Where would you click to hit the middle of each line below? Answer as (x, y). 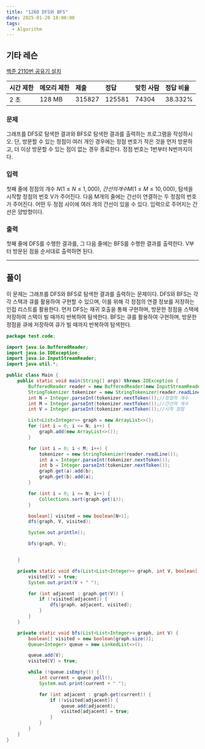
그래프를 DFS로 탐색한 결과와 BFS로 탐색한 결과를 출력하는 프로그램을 (89, 134)
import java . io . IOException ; (43, 353)
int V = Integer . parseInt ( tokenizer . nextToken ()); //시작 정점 (106, 409)
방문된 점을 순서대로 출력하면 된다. (53, 251)
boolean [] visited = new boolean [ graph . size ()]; (91, 639)
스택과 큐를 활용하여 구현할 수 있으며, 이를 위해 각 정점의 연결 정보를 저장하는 (104, 301)
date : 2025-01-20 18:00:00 (41, 18)
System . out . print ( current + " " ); (83, 683)
